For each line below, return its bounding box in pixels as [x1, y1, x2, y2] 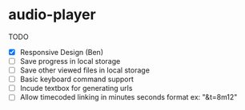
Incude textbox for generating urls [19, 84, 133, 93]
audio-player [8, 6, 96, 24]
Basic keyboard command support [19, 74, 135, 84]
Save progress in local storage [19, 57, 121, 65]
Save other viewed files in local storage [19, 65, 151, 75]
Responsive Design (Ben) [19, 47, 104, 57]
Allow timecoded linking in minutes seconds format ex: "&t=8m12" [19, 92, 238, 102]
